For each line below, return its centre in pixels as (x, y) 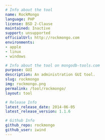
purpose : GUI (19, 70)
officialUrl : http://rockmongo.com (42, 38)
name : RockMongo (22, 14)
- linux (13, 51)
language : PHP (20, 19)
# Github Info (20, 120)
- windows (16, 56)
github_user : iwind (26, 130)
